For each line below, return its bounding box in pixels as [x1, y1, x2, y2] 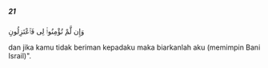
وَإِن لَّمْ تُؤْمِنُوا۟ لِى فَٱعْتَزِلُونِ [8, 26, 85, 36]
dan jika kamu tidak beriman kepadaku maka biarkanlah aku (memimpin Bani [8, 42, 261, 52]
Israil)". [8, 50, 32, 60]
